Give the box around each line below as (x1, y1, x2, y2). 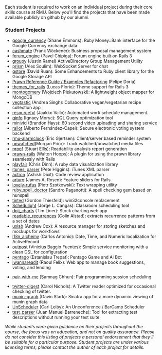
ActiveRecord (12, 239, 40, 245)
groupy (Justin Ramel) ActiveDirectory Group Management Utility (12, 58, 143, 64)
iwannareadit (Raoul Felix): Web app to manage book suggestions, (12, 259, 145, 265)
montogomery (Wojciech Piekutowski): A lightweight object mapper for (12, 89, 155, 95)
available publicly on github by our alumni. (5, 15, 90, 20)
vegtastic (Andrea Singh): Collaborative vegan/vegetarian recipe (12, 100, 142, 105)
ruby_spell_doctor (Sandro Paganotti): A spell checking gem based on (12, 187, 152, 193)
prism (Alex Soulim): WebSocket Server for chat (12, 63, 108, 69)
